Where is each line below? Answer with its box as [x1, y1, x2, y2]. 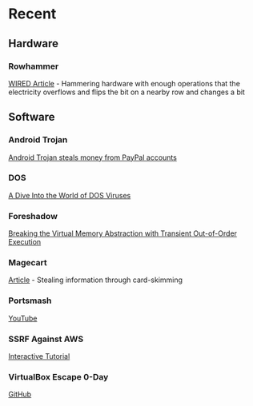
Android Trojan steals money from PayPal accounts [8, 153, 178, 162]
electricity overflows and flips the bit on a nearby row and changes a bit [8, 87, 246, 97]
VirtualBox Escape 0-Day [8, 371, 109, 382]
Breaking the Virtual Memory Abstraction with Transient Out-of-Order [8, 229, 238, 238]
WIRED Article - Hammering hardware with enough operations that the [8, 78, 240, 88]
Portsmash [8, 295, 52, 306]
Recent [8, 5, 57, 23]
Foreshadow [8, 210, 58, 221]
